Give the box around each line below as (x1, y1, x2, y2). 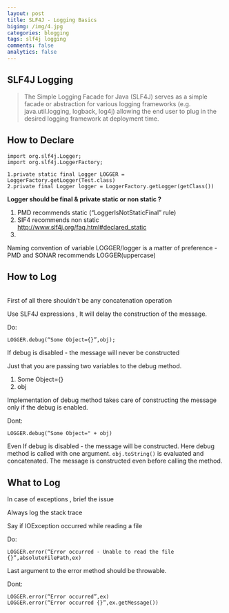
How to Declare (7, 134, 74, 146)
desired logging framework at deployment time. (23, 114, 160, 123)
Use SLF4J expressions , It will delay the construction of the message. (7, 310, 208, 318)
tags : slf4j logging (7, 36, 67, 43)
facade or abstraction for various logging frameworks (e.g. (23, 99, 191, 108)
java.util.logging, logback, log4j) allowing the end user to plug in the (23, 107, 217, 115)
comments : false (7, 42, 54, 49)
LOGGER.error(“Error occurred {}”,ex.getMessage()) (7, 599, 159, 607)
